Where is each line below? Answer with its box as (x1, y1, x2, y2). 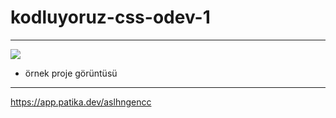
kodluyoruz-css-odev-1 (10, 6, 211, 29)
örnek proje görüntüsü (24, 67, 118, 79)
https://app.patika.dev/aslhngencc (10, 96, 152, 108)
